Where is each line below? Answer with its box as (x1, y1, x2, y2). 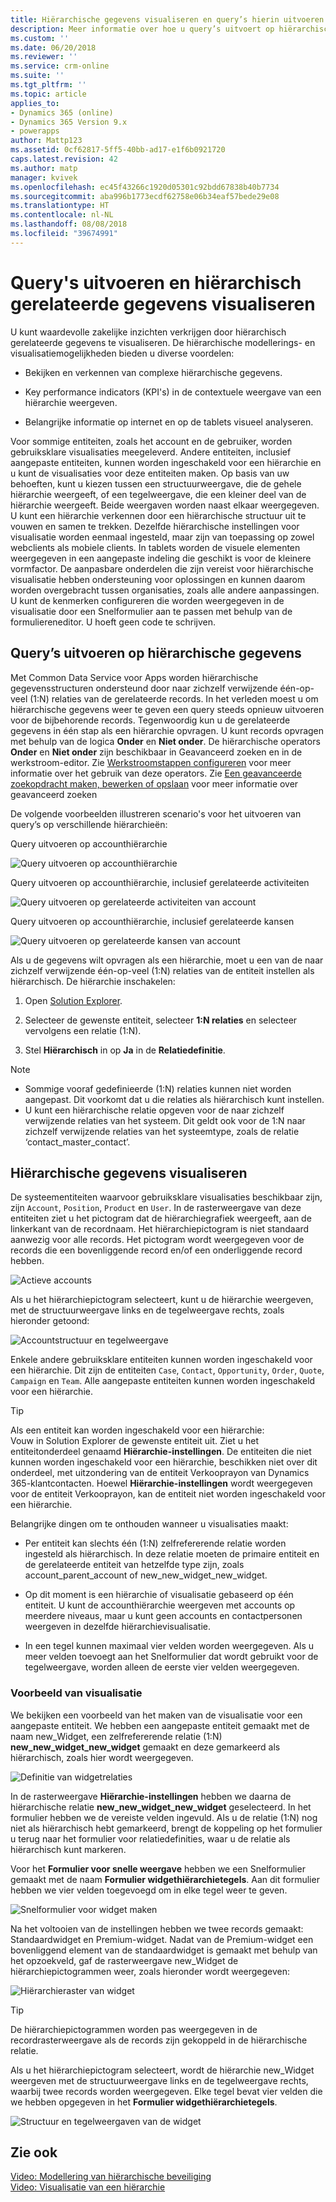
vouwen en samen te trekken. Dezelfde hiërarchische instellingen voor (10, 520, 300, 532)
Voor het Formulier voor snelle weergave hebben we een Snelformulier (10, 1862, 306, 1875)
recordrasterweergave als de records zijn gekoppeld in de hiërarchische (10, 2034, 308, 2046)
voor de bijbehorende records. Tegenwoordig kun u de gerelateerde (10, 714, 291, 726)
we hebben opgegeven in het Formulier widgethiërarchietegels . (10, 2096, 278, 2108)
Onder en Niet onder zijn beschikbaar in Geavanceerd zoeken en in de (10, 746, 303, 758)
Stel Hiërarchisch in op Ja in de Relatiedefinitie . (24, 1044, 226, 1056)
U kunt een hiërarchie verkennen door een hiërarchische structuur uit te (10, 509, 307, 521)
